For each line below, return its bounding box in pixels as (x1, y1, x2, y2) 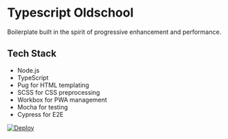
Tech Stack (7, 48, 57, 59)
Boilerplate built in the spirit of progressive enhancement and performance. (7, 28, 222, 36)
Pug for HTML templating (17, 81, 90, 89)
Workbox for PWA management (17, 95, 107, 104)
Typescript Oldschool (7, 5, 134, 21)
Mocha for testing (17, 102, 68, 111)
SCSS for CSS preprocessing (17, 88, 100, 96)
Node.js (17, 66, 40, 74)
